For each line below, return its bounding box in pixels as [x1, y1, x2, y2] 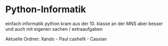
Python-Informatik [5, 4, 86, 15]
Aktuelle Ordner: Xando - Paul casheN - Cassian [5, 36, 107, 42]
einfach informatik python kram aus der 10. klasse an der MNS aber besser [5, 20, 163, 27]
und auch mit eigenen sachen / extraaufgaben [5, 26, 103, 32]
